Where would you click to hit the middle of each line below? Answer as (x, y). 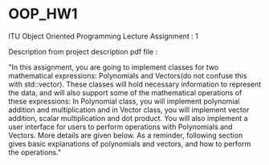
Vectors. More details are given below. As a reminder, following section (126, 135)
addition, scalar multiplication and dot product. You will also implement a (128, 118)
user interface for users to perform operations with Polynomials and (120, 127)
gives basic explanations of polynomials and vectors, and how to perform (130, 143)
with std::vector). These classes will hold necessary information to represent (135, 84)
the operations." (35, 152)
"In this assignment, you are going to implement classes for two (114, 67)
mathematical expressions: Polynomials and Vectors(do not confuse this (128, 75)
